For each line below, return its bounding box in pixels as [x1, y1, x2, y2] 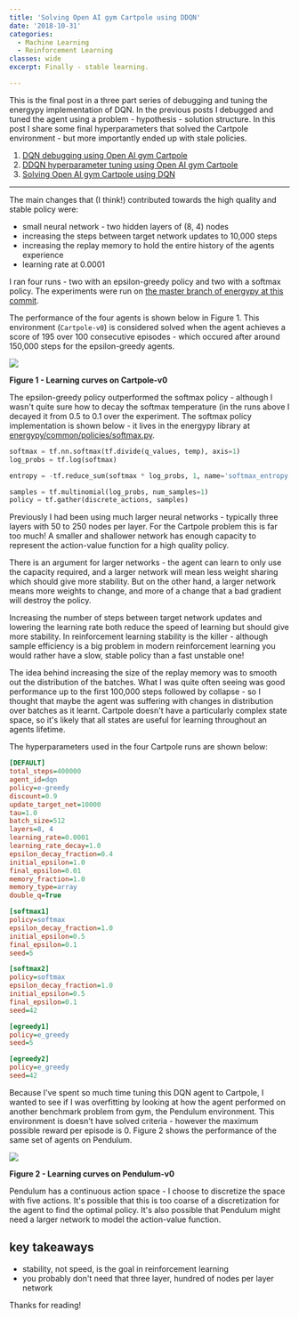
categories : [9, 29, 53, 38]
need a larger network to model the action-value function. [9, 1214, 222, 1225]
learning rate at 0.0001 [21, 259, 105, 270]
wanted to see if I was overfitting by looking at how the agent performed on [9, 1096, 287, 1107]
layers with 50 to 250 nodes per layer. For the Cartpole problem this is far [9, 522, 278, 532]
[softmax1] [9, 907, 50, 917]
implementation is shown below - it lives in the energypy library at [9, 420, 251, 431]
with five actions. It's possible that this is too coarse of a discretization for [9, 1194, 280, 1206]
